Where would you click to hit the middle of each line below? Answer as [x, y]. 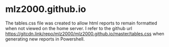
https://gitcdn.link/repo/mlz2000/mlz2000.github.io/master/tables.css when [85, 33]
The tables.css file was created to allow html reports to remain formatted [81, 23]
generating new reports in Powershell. [45, 39]
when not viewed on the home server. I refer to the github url [69, 28]
